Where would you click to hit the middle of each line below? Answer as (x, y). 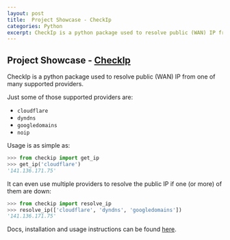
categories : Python (35, 26)
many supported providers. (46, 84)
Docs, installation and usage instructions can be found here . (92, 229)
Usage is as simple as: (39, 146)
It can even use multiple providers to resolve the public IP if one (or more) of (115, 184)
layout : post (26, 13)
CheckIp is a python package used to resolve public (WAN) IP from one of (111, 77)
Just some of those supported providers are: (70, 97)
